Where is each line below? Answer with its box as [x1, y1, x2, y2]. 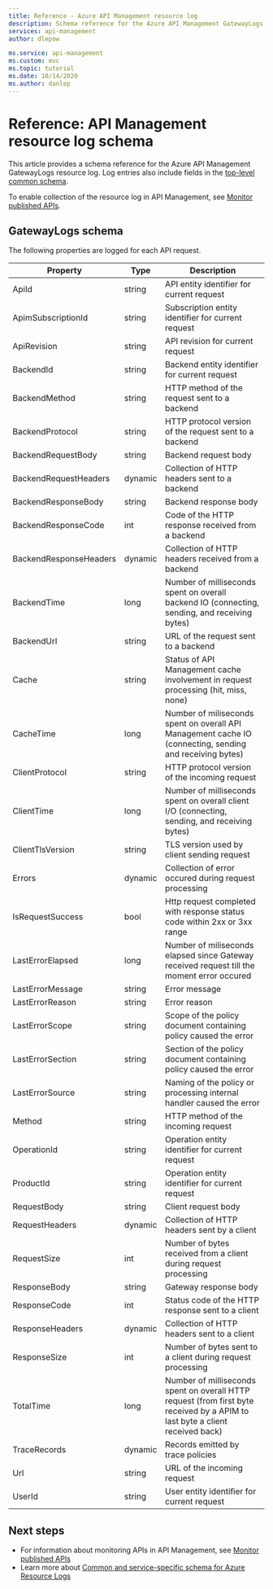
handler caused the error [165, 1098, 260, 1109]
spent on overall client [165, 795, 249, 806]
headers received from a [165, 553, 259, 565]
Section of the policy [165, 1043, 244, 1054]
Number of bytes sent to [165, 1342, 258, 1353]
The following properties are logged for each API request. [8, 246, 201, 255]
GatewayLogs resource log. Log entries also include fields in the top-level [8, 168, 255, 177]
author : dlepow [8, 34, 60, 43]
